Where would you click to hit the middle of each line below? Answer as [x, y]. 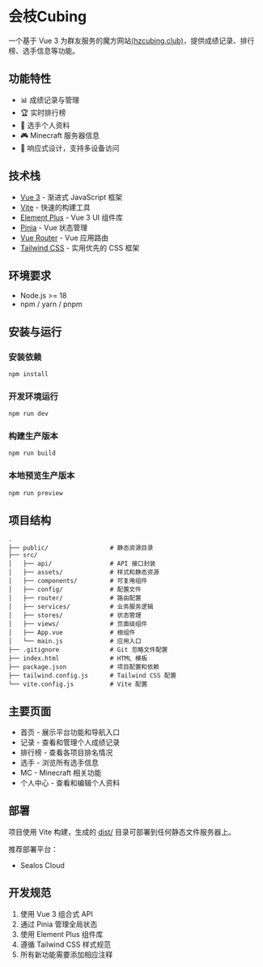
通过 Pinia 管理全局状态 [59, 924]
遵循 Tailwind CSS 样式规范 [66, 944]
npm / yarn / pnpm [51, 304]
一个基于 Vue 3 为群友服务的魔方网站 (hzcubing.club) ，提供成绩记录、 [124, 41]
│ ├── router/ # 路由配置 [75, 598]
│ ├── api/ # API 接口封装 [82, 564]
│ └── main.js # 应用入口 [75, 641]
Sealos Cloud [42, 865]
